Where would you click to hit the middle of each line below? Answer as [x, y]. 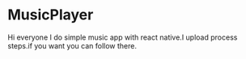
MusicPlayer [51, 15]
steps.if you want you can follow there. [72, 45]
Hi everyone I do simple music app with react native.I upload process [123, 37]
